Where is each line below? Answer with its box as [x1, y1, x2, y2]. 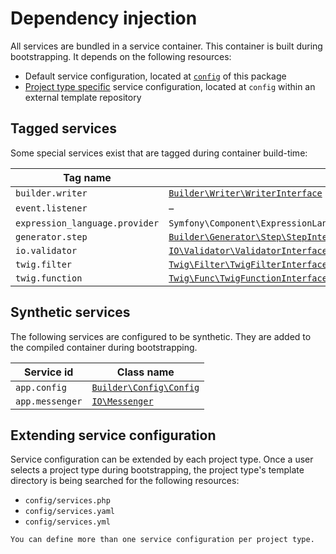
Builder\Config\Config [91, 382, 200, 393]
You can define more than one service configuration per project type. [10, 535, 315, 545]
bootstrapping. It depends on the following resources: [10, 50, 232, 62]
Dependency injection [10, 7, 198, 30]
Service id [24, 365, 74, 379]
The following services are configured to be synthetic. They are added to [10, 330, 312, 342]
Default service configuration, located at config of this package [24, 70, 287, 82]
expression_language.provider [15, 217, 160, 229]
